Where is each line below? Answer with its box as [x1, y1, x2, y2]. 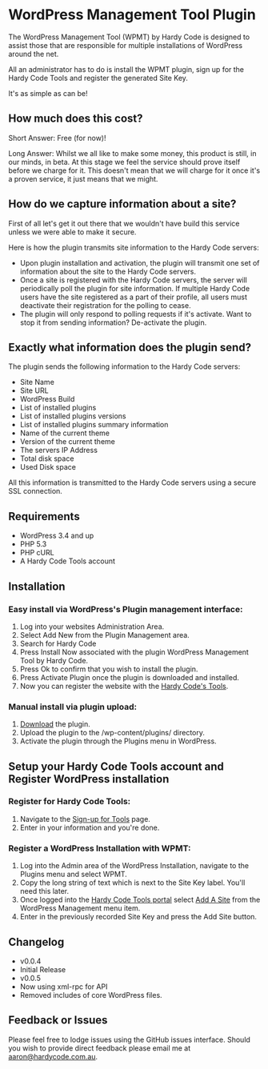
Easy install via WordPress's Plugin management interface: [8, 603, 243, 615]
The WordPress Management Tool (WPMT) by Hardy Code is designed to [8, 32, 250, 42]
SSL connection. [8, 486, 62, 496]
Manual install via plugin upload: [8, 701, 138, 712]
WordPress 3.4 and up [19, 530, 94, 541]
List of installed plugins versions [19, 411, 126, 421]
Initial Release [19, 964, 66, 974]
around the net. [8, 49, 59, 58]
